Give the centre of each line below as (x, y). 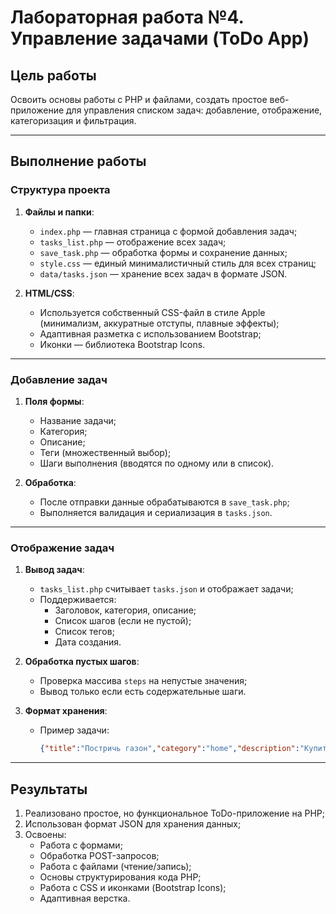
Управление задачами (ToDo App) (160, 38)
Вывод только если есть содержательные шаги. (143, 692)
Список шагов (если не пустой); (123, 621)
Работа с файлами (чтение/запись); (115, 866)
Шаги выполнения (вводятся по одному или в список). (157, 463)
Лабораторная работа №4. (127, 17)
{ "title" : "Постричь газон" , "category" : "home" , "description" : (169, 749)
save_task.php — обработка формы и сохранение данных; (163, 252)
